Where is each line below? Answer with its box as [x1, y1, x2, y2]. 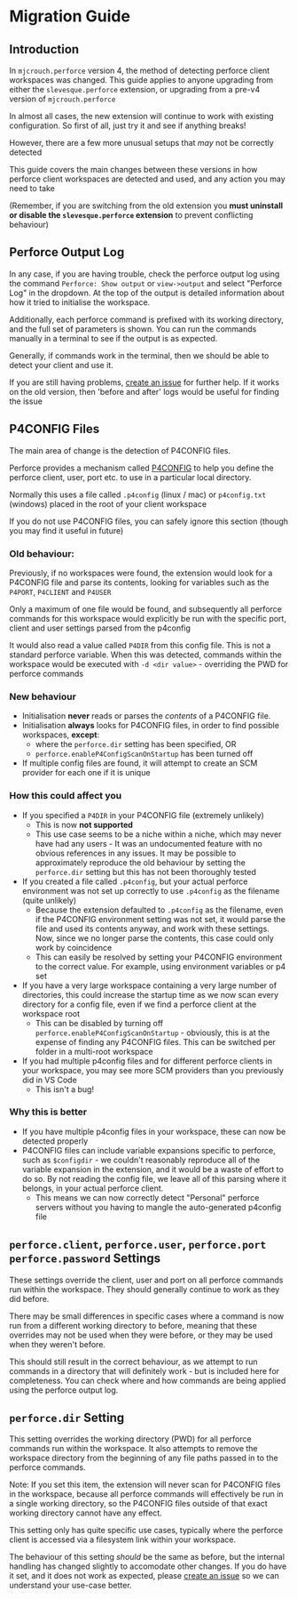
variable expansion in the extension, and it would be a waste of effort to [21, 1163, 284, 1175]
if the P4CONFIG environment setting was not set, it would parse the [35, 913, 286, 924]
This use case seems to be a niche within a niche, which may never [35, 829, 282, 840]
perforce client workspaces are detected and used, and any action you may [9, 173, 285, 184]
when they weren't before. [9, 1338, 106, 1349]
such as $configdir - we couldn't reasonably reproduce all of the [21, 1154, 260, 1165]
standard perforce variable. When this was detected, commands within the [9, 649, 282, 660]
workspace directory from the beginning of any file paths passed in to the [9, 1452, 278, 1464]
